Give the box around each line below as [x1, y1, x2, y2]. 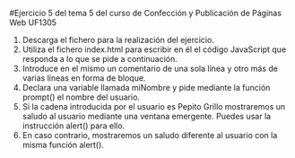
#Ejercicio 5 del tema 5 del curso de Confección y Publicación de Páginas [9, 8, 282, 18]
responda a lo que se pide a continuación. [22, 54, 178, 64]
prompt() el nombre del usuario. [22, 92, 141, 102]
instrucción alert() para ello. [22, 120, 126, 131]
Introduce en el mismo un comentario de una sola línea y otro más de [22, 63, 278, 74]
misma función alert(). [22, 139, 105, 150]
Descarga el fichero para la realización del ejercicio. [22, 35, 215, 45]
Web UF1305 [9, 17, 56, 28]
